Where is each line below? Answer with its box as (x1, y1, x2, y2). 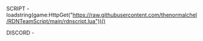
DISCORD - (6, 29, 35, 36)
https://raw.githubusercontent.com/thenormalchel (72, 11, 198, 18)
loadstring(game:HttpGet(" (6, 11, 73, 18)
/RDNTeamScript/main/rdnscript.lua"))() (6, 18, 106, 24)
